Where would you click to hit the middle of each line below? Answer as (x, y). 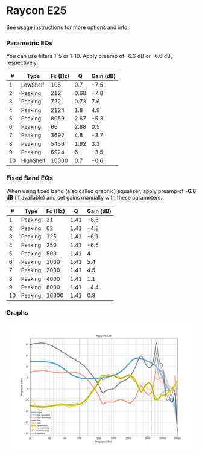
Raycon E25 (37, 11)
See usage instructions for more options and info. (68, 27)
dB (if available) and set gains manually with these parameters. (84, 198)
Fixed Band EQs (30, 178)
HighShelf (33, 160)
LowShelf (33, 85)
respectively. (22, 63)
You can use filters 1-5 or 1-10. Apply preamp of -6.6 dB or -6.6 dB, (89, 56)
